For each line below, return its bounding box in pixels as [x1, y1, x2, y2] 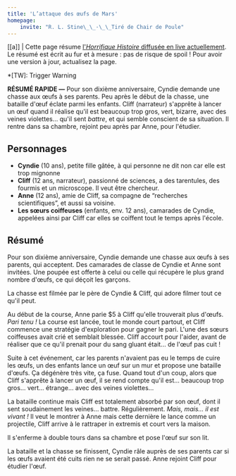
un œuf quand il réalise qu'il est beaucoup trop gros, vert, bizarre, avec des [7, 107, 227, 116]
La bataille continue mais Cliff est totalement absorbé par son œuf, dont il [7, 397, 221, 406]
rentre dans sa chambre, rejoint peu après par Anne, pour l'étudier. [7, 123, 201, 131]
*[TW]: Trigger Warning [7, 71, 77, 80]
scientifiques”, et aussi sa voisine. [17, 199, 116, 208]
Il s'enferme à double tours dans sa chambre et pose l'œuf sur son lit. [7, 434, 210, 441]
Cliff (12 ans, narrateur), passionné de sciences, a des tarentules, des [17, 177, 220, 185]
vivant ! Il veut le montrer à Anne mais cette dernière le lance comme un [7, 413, 216, 420]
